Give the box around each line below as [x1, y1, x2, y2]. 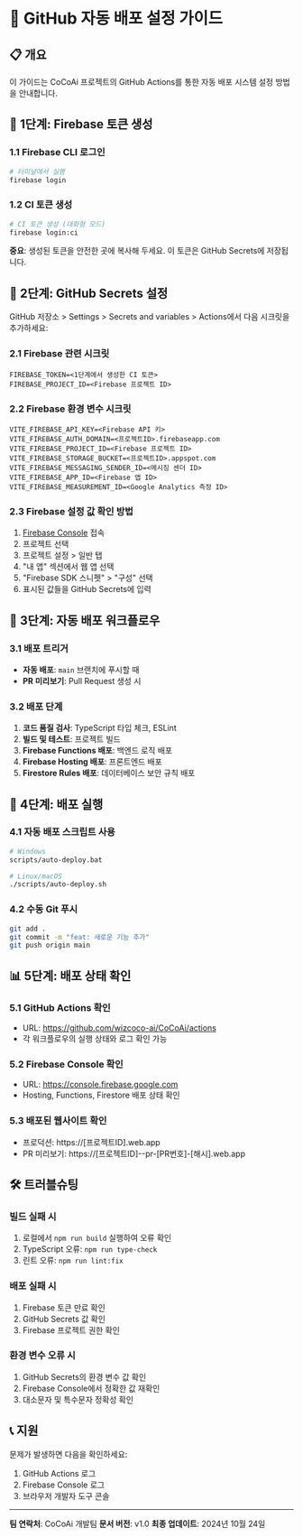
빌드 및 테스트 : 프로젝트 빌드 [22, 734, 121, 745]
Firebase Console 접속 [22, 527, 106, 538]
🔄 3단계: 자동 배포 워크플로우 [9, 613, 161, 628]
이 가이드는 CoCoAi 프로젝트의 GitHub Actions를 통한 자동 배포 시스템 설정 [9, 77, 273, 87]
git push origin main [9, 940, 91, 950]
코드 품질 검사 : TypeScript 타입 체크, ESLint [22, 723, 178, 734]
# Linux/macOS [9, 872, 63, 881]
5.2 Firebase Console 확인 [9, 1058, 124, 1070]
